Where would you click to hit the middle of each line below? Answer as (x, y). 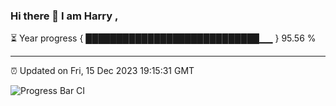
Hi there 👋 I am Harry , (64, 16)
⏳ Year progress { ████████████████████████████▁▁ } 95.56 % (163, 38)
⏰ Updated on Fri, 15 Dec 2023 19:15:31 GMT (102, 71)
